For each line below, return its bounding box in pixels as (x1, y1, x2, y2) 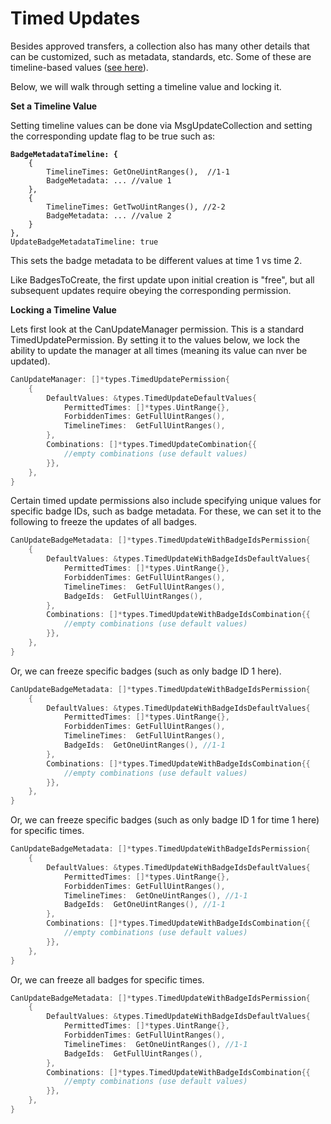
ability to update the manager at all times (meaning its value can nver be (10, 344, 308, 356)
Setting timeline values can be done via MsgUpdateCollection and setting (10, 119, 313, 131)
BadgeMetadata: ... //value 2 (46, 210, 172, 221)
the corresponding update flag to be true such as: (10, 130, 216, 142)
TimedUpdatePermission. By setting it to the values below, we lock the (10, 333, 301, 346)
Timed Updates (10, 7, 141, 30)
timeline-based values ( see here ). (10, 61, 149, 73)
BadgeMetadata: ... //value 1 (46, 175, 172, 186)
